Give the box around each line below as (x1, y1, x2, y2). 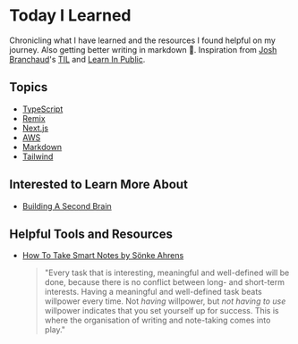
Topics (9, 80, 48, 95)
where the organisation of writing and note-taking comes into (44, 315, 271, 326)
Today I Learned (9, 5, 132, 26)
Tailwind (21, 151, 54, 162)
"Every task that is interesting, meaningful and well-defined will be (44, 267, 290, 278)
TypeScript (21, 104, 64, 114)
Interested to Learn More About (9, 177, 188, 192)
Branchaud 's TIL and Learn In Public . (9, 54, 146, 64)
